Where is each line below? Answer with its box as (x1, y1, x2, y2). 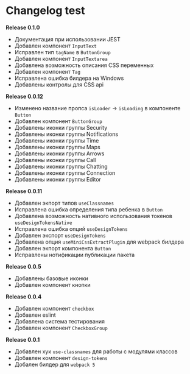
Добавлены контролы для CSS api (14, 80, 104, 88)
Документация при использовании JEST (14, 35, 121, 43)
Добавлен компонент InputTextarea (14, 55, 108, 62)
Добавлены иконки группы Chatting (14, 163, 108, 170)
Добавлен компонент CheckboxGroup (14, 324, 108, 331)
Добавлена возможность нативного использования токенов (14, 212, 173, 219)
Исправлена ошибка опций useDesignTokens (14, 225, 128, 232)
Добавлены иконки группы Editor (14, 175, 102, 183)
